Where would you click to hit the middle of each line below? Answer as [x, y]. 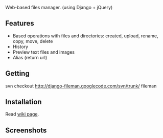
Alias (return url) [30, 57]
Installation [24, 102]
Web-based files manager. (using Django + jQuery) [59, 7]
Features [20, 23]
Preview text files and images [44, 52]
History [20, 47]
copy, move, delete [33, 41]
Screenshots [26, 130]
